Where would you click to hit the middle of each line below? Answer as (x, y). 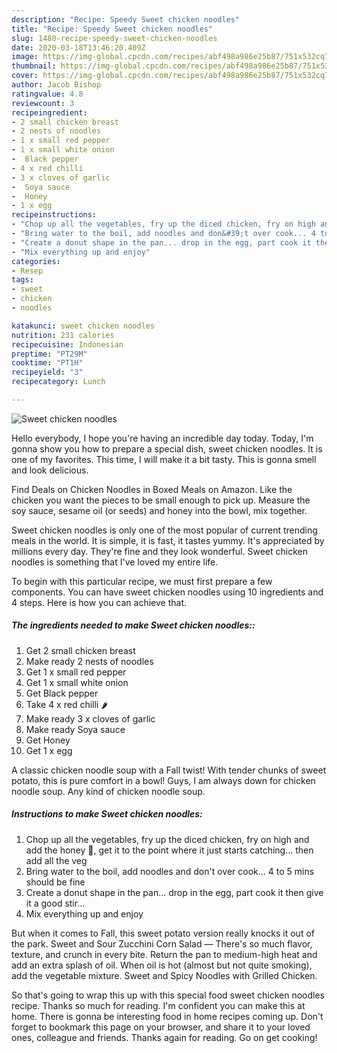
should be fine (55, 882)
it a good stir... (55, 903)
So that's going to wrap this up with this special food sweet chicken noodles (168, 995)
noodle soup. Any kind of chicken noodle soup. (108, 791)
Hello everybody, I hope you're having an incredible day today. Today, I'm (162, 438)
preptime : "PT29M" (49, 354)
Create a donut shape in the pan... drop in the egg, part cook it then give (174, 892)
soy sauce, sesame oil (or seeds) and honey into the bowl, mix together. (159, 510)
